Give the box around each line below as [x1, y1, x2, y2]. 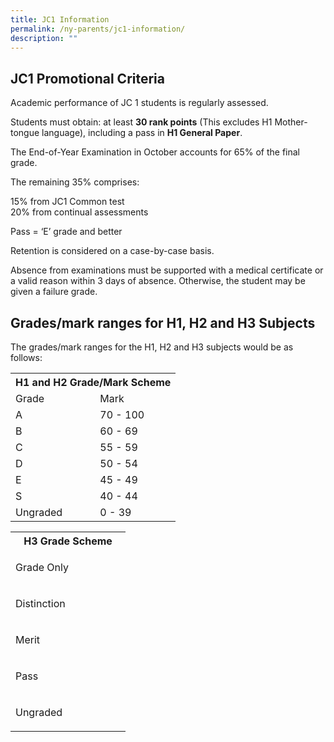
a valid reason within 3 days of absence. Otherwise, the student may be [10, 275, 306, 287]
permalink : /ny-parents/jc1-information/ [10, 24, 186, 34]
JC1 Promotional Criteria [10, 70, 165, 87]
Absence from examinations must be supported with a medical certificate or [10, 264, 324, 276]
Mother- [274, 116, 308, 128]
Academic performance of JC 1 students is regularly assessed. [10, 97, 269, 109]
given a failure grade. [10, 286, 98, 298]
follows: [10, 352, 43, 363]
